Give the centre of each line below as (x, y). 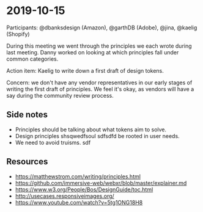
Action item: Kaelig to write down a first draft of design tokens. (85, 70)
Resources (27, 162)
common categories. (32, 59)
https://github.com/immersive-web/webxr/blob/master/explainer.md (101, 183)
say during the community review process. (60, 95)
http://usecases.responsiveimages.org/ (65, 196)
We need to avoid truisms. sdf (53, 142)
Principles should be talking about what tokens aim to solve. (91, 130)
